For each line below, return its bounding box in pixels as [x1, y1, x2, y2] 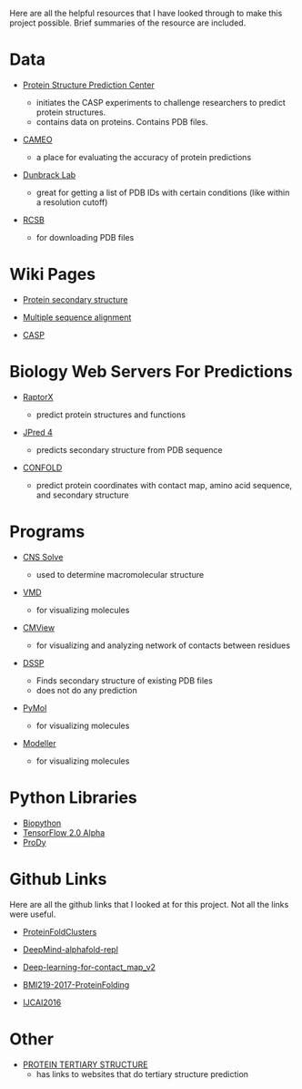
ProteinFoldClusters [22, 926, 97, 937]
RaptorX [22, 391, 54, 402]
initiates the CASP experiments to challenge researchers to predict [35, 97, 287, 108]
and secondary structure [35, 489, 129, 500]
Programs [9, 521, 86, 541]
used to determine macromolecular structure [35, 569, 205, 580]
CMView [22, 622, 55, 632]
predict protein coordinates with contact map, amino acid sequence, [35, 479, 293, 490]
